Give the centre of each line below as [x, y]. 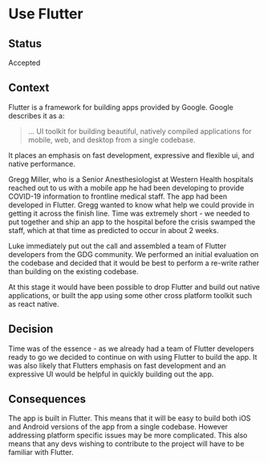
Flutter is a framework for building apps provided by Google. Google [121, 107]
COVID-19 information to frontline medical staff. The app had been [118, 196]
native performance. [42, 163]
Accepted [24, 62]
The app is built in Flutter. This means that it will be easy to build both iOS [130, 418]
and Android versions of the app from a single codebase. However [118, 427]
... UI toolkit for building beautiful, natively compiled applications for [140, 131]
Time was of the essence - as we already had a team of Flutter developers [131, 348]
